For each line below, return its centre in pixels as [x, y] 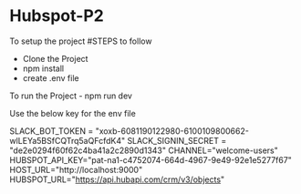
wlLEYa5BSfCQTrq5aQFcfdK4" [67, 140]
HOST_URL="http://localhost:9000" [76, 169]
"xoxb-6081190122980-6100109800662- [172, 131]
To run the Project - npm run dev [71, 96]
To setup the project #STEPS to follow [81, 41]
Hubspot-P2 [57, 16]
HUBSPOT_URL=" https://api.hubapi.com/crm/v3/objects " [117, 179]
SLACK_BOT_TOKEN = [52, 131]
